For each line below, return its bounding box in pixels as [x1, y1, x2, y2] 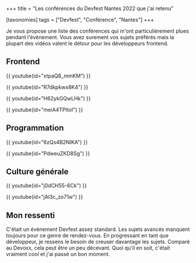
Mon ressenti [6, 210, 55, 220]
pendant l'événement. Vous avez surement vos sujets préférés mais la [6, 34, 174, 40]
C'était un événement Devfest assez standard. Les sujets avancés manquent [6, 226, 190, 233]
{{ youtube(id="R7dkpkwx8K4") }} [6, 83, 89, 90]
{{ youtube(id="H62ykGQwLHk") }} [6, 94, 91, 101]
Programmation [6, 123, 64, 133]
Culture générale [6, 167, 69, 177]
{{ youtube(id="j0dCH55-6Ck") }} [6, 182, 87, 189]
